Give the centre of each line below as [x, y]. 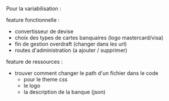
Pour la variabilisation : [34, 9]
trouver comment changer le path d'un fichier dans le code [86, 73]
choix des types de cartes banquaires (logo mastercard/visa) [89, 38]
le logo [32, 86]
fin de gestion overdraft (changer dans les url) [71, 44]
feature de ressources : [35, 62]
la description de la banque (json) [64, 92]
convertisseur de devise [44, 31]
